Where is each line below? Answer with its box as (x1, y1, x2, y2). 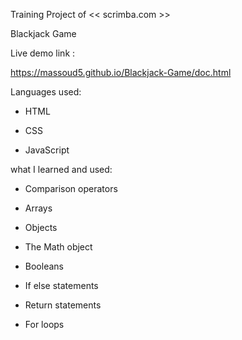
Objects (24, 222, 58, 233)
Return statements (24, 299, 102, 311)
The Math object (24, 241, 93, 253)
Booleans (24, 260, 64, 272)
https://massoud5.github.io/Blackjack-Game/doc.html (10, 67, 232, 78)
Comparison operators (24, 183, 118, 194)
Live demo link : (10, 47, 76, 59)
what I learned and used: (10, 164, 113, 175)
